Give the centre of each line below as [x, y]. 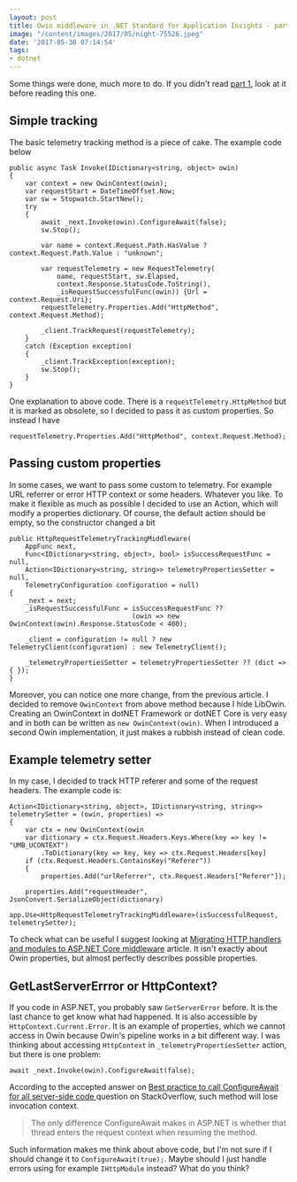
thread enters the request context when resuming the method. [144, 1132]
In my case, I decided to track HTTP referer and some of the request [133, 781]
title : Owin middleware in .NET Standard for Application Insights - [140, 26]
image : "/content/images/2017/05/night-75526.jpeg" [106, 34]
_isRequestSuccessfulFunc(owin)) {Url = [132, 292]
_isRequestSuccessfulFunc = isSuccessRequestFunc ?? [124, 608]
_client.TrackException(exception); [108, 361]
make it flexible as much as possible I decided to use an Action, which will [144, 503]
